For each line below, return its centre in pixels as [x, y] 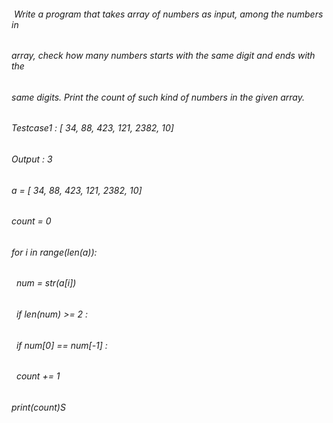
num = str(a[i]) [46, 283]
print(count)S [38, 407]
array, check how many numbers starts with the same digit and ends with [163, 56]
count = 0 [31, 221]
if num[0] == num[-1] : [61, 345]
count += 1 [38, 376]
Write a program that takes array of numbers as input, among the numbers [168, 14]
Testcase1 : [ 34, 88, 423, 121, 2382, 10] [92, 128]
